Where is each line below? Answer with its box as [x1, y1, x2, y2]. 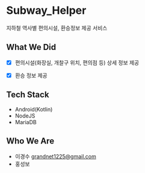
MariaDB [14, 118, 37, 125]
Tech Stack [6, 90, 49, 100]
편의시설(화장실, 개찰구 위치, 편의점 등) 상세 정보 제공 [14, 58, 140, 66]
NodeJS [14, 112, 35, 119]
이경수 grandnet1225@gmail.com [14, 153, 96, 160]
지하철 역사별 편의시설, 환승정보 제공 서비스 [6, 24, 108, 31]
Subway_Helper [6, 4, 87, 17]
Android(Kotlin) [14, 105, 53, 113]
